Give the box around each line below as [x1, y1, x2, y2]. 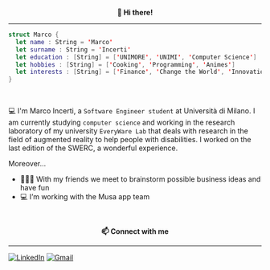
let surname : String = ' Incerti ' [15, 45, 131, 54]
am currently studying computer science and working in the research [8, 117, 235, 128]
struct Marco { [8, 31, 59, 39]
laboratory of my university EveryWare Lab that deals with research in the [8, 126, 249, 136]
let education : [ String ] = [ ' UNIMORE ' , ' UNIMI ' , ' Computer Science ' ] [15, 53, 257, 61]
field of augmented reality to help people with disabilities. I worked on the [8, 135, 252, 145]
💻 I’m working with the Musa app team [19, 192, 150, 202]
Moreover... [8, 159, 47, 169]
